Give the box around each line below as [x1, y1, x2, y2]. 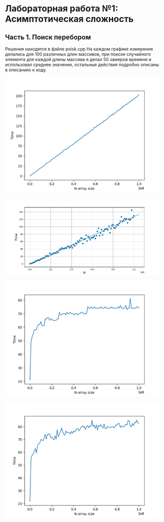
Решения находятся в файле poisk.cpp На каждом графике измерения [5, 46, 153, 52]
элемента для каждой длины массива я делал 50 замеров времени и [5, 57, 151, 62]
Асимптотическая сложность [5, 13, 134, 25]
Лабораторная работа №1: [5, 3, 119, 14]
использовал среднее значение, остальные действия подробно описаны [5, 62, 159, 67]
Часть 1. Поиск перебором [5, 33, 91, 41]
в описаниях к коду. [5, 67, 47, 73]
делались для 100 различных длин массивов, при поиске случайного [5, 51, 151, 57]
